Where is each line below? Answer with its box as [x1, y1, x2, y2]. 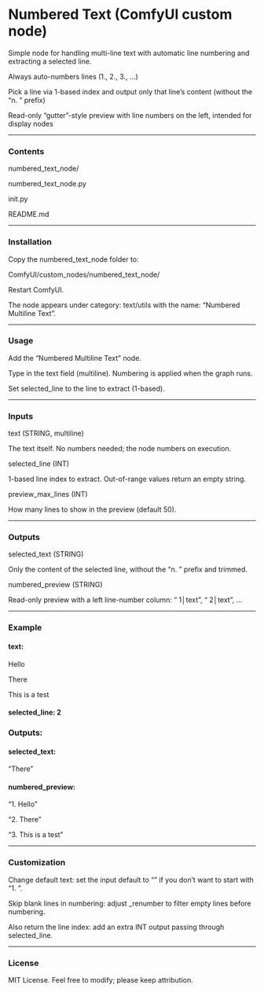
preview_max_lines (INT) [8, 490, 88, 499]
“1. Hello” [8, 799, 38, 809]
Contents [8, 145, 45, 156]
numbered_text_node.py [8, 179, 86, 189]
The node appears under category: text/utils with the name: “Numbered [8, 300, 240, 310]
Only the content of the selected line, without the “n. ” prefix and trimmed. [8, 564, 247, 575]
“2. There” [8, 815, 42, 825]
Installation [8, 237, 53, 248]
